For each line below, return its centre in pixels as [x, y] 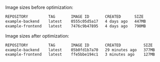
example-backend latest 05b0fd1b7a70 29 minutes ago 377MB [80, 50]
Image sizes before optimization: [39, 7]
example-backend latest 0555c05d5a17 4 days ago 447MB [75, 21]
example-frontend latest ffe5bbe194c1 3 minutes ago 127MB [80, 55]
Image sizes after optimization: [37, 36]
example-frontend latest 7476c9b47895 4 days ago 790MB [75, 26]
